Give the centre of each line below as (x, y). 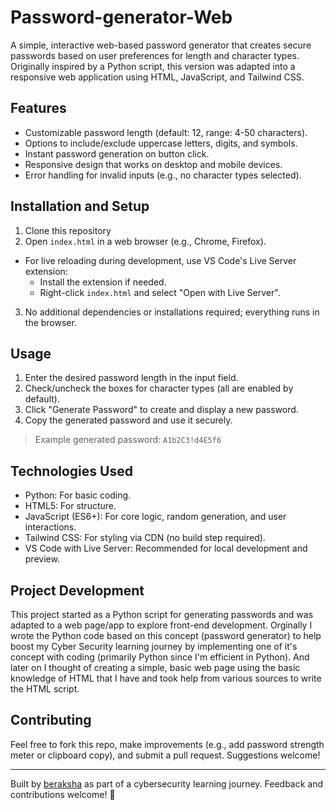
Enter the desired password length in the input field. (131, 378)
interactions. (50, 527)
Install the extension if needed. (103, 282)
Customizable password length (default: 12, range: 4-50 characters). (166, 132)
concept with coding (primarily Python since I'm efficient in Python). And (160, 657)
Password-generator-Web (121, 17)
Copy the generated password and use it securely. (128, 420)
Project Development (77, 590)
